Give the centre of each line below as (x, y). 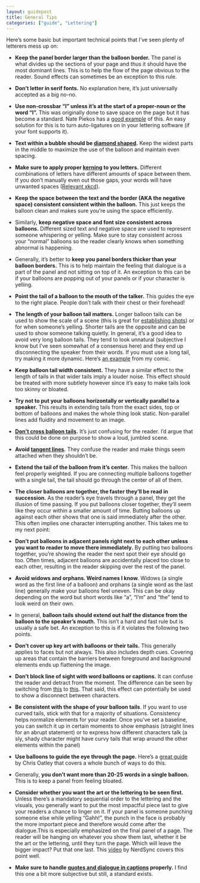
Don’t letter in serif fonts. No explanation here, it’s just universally (96, 88)
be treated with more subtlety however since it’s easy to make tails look (103, 383)
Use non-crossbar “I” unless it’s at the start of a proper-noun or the (100, 106)
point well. (27, 856)
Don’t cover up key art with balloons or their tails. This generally (95, 646)
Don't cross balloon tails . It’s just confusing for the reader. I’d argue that (104, 431)
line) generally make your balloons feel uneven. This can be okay (95, 591)
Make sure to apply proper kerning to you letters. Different (88, 167)
